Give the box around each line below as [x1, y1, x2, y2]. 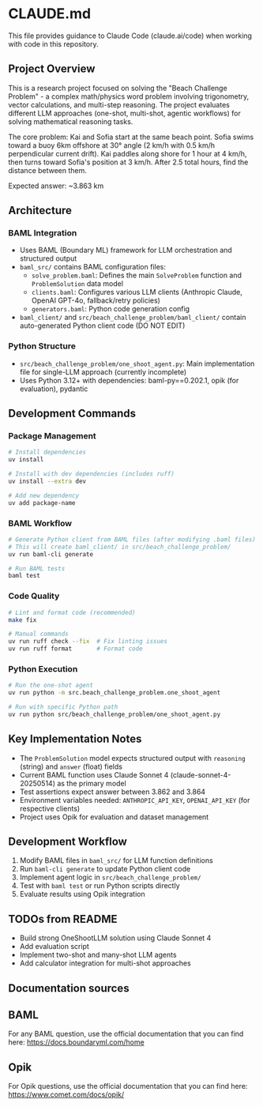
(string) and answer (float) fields [19, 762, 122, 771]
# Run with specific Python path [8, 703, 118, 711]
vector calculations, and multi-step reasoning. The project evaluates [8, 100, 231, 109]
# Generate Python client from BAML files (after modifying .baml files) [8, 535, 257, 544]
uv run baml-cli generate [8, 550, 93, 558]
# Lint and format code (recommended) [8, 608, 136, 616]
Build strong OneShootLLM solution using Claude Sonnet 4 [19, 933, 212, 943]
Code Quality [8, 590, 60, 601]
